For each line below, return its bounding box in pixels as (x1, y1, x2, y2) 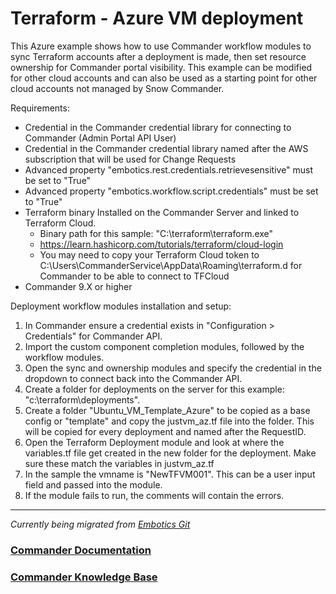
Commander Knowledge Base (10, 570, 158, 584)
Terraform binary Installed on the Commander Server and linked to (24, 206, 300, 218)
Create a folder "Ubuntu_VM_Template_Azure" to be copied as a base (24, 404, 311, 416)
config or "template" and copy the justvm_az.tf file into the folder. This (24, 415, 315, 427)
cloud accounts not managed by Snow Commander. (10, 82, 225, 94)
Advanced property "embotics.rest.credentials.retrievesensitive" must (24, 163, 314, 176)
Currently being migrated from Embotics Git (10, 518, 191, 530)
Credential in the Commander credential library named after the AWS (24, 142, 309, 154)
